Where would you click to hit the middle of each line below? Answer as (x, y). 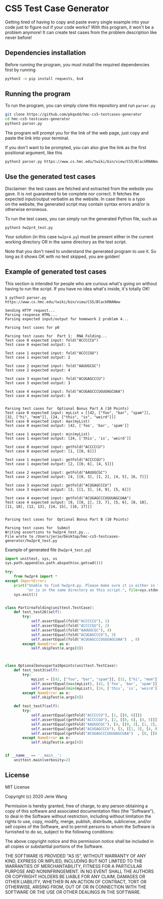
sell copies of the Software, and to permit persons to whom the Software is (80, 826)
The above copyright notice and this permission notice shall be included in (79, 841)
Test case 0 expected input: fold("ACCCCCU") (52, 340)
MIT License (17, 787)
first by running (20, 70)
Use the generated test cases (50, 177)
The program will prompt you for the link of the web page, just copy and (77, 133)
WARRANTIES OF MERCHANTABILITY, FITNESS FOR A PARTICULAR (73, 866)
